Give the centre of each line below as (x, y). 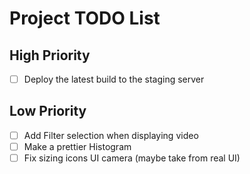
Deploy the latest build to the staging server (114, 79)
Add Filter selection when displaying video (111, 135)
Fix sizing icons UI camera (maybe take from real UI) (132, 158)
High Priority (50, 55)
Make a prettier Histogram (77, 146)
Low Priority (48, 111)
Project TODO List (85, 18)
